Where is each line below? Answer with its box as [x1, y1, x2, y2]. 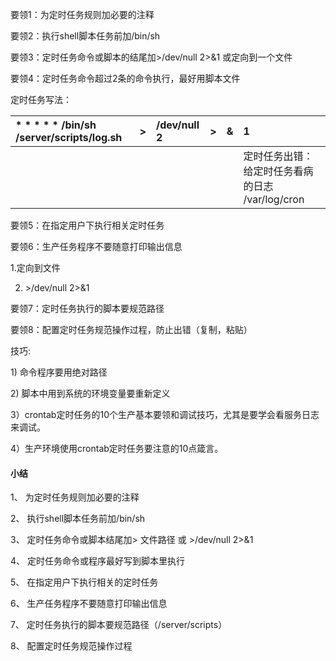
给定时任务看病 [243, 164, 314, 178]
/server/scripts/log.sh [15, 131, 123, 144]
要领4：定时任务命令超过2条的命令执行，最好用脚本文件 [10, 73, 241, 84]
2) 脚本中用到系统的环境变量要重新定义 [10, 388, 171, 399]
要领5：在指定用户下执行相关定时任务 [10, 219, 165, 231]
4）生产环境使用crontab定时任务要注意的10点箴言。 [10, 443, 224, 454]
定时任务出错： [243, 149, 314, 163]
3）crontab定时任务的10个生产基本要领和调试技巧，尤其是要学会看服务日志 [10, 409, 320, 420]
